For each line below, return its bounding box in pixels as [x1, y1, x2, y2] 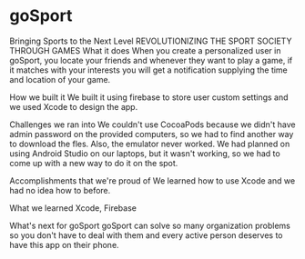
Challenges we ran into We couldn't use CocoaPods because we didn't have [9, 119, 296, 130]
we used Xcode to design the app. [9, 101, 138, 112]
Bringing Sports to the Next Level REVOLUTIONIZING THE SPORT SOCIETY [9, 35, 292, 46]
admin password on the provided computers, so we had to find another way [9, 128, 294, 139]
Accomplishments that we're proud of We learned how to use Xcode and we [9, 174, 296, 186]
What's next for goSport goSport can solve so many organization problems [9, 220, 291, 231]
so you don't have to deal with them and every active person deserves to [9, 229, 284, 241]
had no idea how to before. [9, 184, 111, 195]
